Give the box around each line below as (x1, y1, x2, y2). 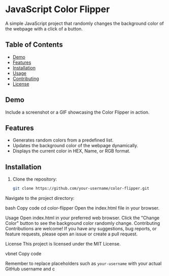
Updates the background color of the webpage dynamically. (12, 143, 139, 149)
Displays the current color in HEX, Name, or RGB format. (12, 148, 130, 154)
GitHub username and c (5, 266, 55, 272)
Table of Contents (5, 41, 63, 49)
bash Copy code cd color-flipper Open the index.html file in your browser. (5, 205, 160, 211)
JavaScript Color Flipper (5, 4, 110, 15)
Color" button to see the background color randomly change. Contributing (5, 220, 160, 226)
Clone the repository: (12, 176, 57, 182)
